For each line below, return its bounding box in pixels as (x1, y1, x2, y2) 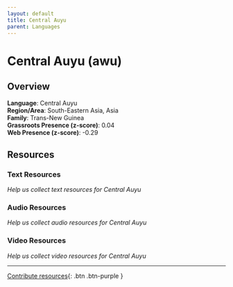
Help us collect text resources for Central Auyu (7, 186, 141, 194)
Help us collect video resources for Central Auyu (7, 252, 147, 260)
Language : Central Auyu (7, 99, 78, 108)
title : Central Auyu (7, 17, 67, 24)
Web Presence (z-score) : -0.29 (7, 129, 98, 137)
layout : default (7, 10, 54, 17)
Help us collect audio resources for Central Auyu (7, 218, 147, 227)
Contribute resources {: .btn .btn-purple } (7, 272, 123, 280)
